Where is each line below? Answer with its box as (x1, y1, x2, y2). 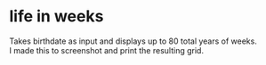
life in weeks (9, 6, 104, 27)
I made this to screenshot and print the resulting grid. (9, 45, 205, 55)
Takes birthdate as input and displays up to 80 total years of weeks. (9, 36, 258, 46)
